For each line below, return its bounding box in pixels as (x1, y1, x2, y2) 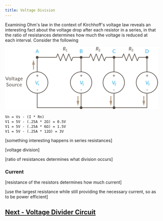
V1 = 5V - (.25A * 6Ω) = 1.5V (5, 124, 66, 129)
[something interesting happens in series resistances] (5, 137, 113, 143)
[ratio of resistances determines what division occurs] (5, 156, 113, 162)
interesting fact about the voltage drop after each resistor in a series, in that (5, 27, 156, 32)
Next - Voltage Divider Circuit (5, 208, 96, 216)
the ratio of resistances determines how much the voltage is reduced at (5, 32, 148, 38)
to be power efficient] (5, 194, 49, 200)
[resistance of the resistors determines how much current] (5, 179, 122, 185)
